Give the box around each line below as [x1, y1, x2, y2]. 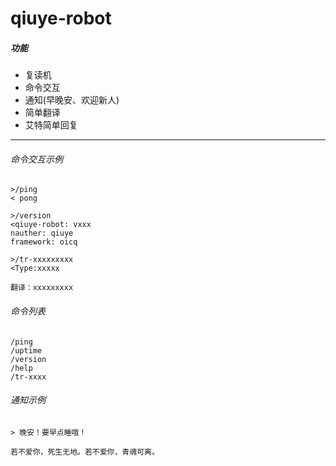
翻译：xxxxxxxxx [10, 283, 74, 293]
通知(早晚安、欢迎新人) [24, 94, 120, 106]
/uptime [10, 345, 43, 356]
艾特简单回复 [24, 119, 78, 131]
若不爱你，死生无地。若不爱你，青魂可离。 [10, 447, 160, 457]
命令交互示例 [10, 153, 63, 165]
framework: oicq [10, 237, 78, 247]
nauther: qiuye [10, 228, 74, 239]
